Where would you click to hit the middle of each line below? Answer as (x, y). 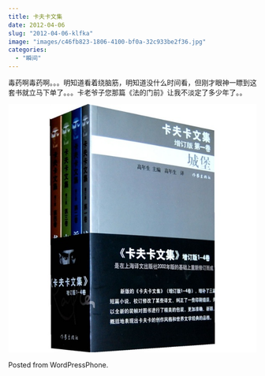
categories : (28, 50)
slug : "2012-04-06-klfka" (50, 33)
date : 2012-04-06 (37, 25)
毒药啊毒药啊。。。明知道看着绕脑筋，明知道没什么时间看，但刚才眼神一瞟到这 (132, 82)
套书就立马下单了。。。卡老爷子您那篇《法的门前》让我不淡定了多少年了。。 (127, 92)
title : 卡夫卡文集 (35, 17)
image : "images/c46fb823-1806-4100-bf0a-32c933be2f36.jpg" (107, 42)
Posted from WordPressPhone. (58, 365)
